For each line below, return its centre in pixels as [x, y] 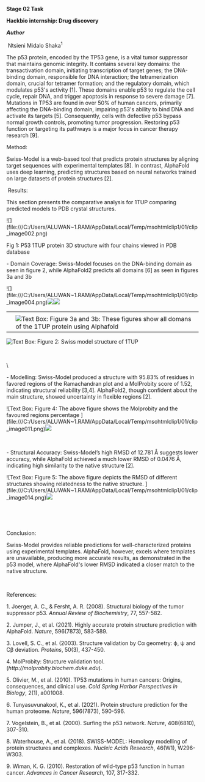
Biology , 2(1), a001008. [35, 693]
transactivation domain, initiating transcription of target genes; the [89, 70]
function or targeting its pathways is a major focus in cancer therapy [92, 128]
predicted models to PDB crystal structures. [61, 208]
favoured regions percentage [43, 415]
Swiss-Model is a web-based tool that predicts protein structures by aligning [103, 159]
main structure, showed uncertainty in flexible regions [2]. [79, 396]
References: [21, 594]
